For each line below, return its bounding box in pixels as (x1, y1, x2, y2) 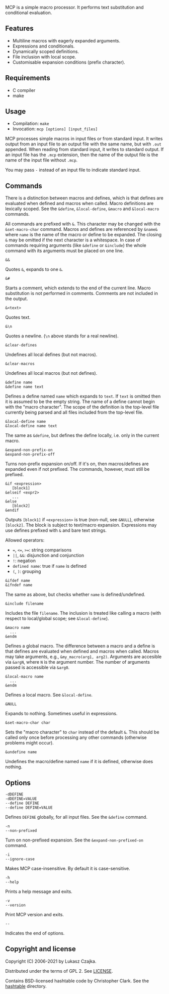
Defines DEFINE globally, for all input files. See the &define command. (5, 814, 147, 820)
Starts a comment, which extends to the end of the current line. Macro (5, 285, 151, 291)
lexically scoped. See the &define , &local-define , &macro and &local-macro (5, 206, 159, 212)
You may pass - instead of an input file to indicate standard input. (5, 167, 141, 173)
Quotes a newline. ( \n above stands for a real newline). (5, 333, 119, 339)
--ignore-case (5, 857, 35, 862)
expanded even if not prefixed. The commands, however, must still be (5, 466, 150, 472)
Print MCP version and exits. (5, 912, 64, 918)
